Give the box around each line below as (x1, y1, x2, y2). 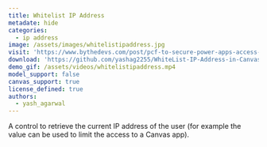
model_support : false (8, 70, 80, 78)
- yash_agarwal (15, 100, 66, 107)
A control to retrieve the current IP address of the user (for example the (8, 122, 242, 131)
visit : (8, 48, 30, 56)
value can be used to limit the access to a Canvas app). (8, 130, 189, 139)
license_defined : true (8, 85, 83, 93)
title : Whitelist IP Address (8, 11, 105, 20)
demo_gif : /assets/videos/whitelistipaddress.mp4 (8, 63, 176, 71)
